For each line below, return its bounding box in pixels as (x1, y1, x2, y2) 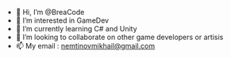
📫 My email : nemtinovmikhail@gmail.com (15, 42, 156, 50)
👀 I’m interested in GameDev (15, 16, 110, 25)
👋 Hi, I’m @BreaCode (15, 8, 85, 16)
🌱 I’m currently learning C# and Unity (15, 24, 137, 33)
